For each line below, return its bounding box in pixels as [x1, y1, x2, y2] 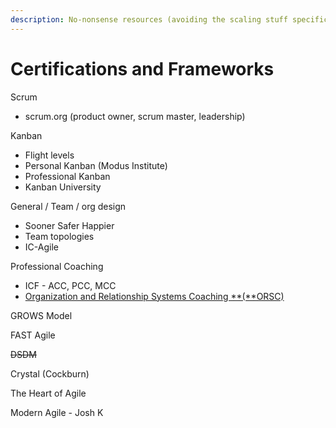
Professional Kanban [24, 170, 111, 182]
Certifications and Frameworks [10, 57, 275, 80]
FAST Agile [10, 329, 56, 341]
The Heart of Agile [10, 387, 87, 399]
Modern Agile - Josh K [10, 406, 104, 418]
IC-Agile [24, 241, 59, 253]
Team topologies [24, 230, 95, 242]
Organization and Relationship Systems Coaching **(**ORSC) [24, 290, 285, 302]
